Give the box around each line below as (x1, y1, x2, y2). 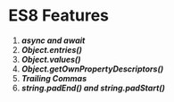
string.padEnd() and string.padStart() (21, 82, 166, 93)
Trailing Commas (21, 72, 87, 83)
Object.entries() (21, 44, 82, 55)
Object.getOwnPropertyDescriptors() (21, 64, 164, 74)
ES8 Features (8, 5, 109, 26)
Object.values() (21, 54, 81, 64)
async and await (21, 35, 86, 46)
